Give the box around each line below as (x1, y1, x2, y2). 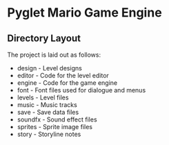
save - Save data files (17, 108, 79, 116)
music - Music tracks (17, 101, 77, 108)
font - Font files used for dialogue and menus (17, 86, 146, 94)
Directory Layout (7, 32, 81, 44)
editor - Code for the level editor (17, 71, 109, 79)
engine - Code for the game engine (17, 79, 118, 87)
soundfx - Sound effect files (17, 115, 98, 124)
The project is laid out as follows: (7, 50, 101, 59)
